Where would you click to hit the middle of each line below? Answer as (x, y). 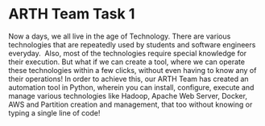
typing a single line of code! (54, 112)
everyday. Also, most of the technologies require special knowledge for (128, 53)
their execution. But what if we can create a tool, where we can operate (127, 62)
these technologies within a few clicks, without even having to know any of (132, 70)
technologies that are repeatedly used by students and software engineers (132, 44)
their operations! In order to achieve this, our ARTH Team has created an (128, 79)
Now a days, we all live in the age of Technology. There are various (120, 36)
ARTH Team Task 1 (72, 14)
